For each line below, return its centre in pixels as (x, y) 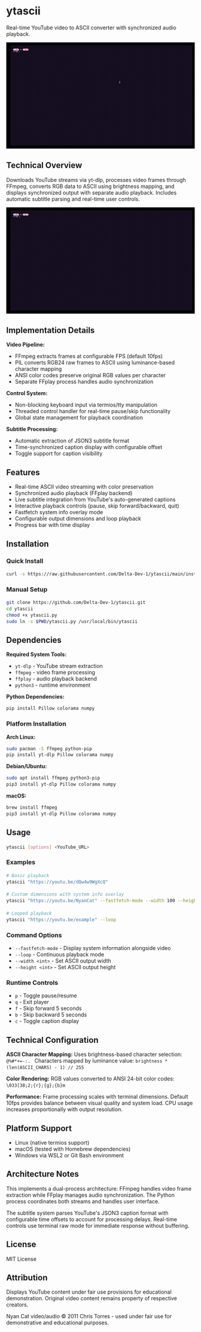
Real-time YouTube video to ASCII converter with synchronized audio (91, 28)
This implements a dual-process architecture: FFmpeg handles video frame (99, 1188)
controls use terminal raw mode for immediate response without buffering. (98, 1225)
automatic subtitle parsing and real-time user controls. (73, 199)
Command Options (34, 935)
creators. (17, 1305)
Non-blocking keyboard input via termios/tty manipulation (86, 405)
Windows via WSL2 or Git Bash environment (69, 1155)
